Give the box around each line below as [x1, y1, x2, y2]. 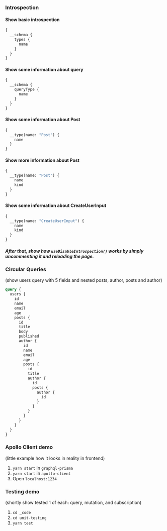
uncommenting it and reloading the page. [5, 253, 94, 259]
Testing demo [5, 488, 40, 495]
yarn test [12, 521, 34, 526]
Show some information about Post [5, 117, 80, 123]
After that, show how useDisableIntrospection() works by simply [5, 248, 144, 254]
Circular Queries [5, 266, 46, 273]
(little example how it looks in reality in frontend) [5, 455, 105, 461]
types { [14, 37, 30, 42]
